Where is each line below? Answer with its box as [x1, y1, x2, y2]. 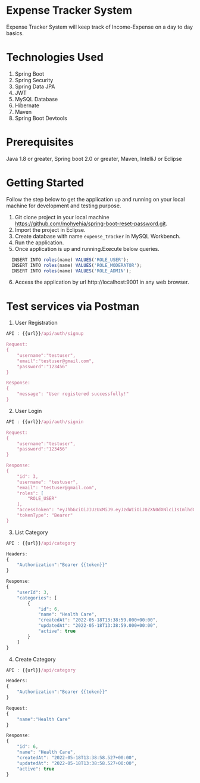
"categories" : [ [17, 595, 58, 601]
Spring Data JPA [14, 83, 55, 90]
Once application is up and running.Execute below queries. [14, 245, 160, 252]
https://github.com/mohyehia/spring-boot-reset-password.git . [14, 220, 168, 227]
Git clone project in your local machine [14, 213, 110, 220]
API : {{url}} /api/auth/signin [6, 418, 84, 425]
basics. [6, 29, 24, 36]
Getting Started [6, 176, 85, 189]
